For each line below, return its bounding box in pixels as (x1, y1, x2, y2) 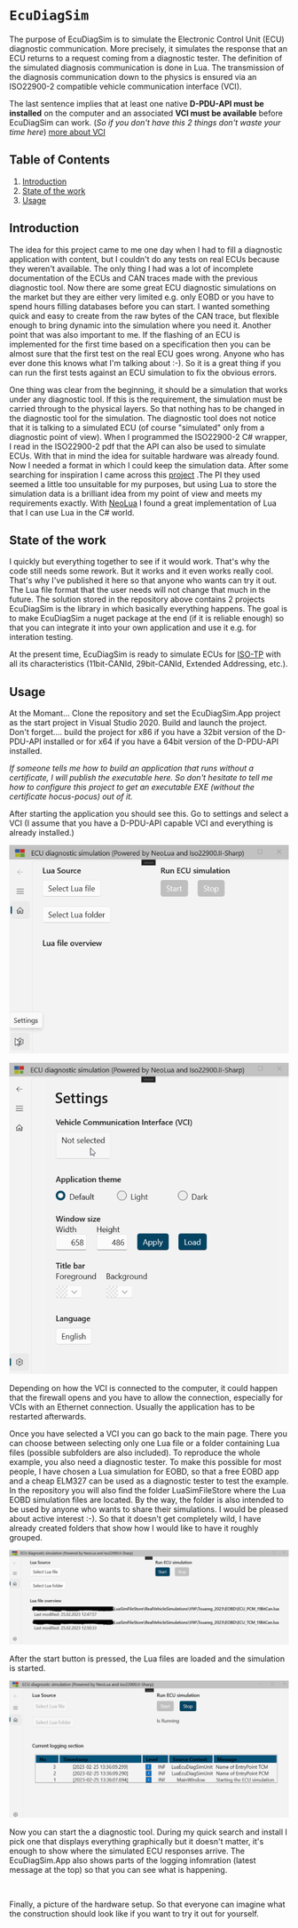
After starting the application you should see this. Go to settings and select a (9, 809, 289, 820)
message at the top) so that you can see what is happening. (9, 1865, 228, 1876)
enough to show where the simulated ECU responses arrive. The (9, 1845, 246, 1857)
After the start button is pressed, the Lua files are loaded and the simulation (9, 1653, 286, 1664)
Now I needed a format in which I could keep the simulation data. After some (9, 460, 289, 470)
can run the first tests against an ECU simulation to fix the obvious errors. (9, 367, 278, 378)
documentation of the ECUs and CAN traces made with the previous (9, 272, 259, 284)
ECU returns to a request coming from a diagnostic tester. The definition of (9, 52, 283, 63)
